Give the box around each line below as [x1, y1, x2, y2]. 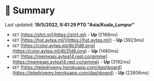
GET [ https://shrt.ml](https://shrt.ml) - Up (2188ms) [12, 31, 118, 37]
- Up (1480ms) [88, 48, 119, 54]
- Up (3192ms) [100, 58, 131, 65]
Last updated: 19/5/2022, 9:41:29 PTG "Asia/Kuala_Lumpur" [5, 22, 135, 28]
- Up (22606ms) [115, 69, 149, 76]
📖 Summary [5, 5, 55, 16]
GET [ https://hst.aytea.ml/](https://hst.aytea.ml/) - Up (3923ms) [12, 37, 145, 43]
